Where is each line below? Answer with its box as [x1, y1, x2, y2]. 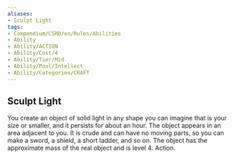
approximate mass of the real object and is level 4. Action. [7, 144, 176, 152]
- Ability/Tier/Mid [7, 56, 65, 63]
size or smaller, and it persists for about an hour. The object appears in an [7, 121, 221, 130]
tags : [7, 23, 23, 30]
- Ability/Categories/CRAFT [7, 69, 90, 76]
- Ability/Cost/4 [7, 50, 58, 57]
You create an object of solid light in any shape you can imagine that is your [7, 114, 227, 122]
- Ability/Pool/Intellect [7, 63, 83, 70]
